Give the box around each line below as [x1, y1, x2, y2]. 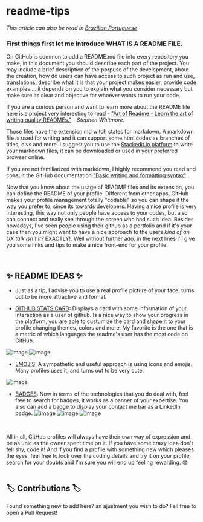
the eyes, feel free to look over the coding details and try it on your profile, [6, 452, 192, 460]
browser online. [6, 154, 45, 161]
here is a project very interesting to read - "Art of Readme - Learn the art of [6, 110, 193, 117]
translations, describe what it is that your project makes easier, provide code [6, 79, 196, 86]
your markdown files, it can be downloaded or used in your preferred [6, 147, 178, 155]
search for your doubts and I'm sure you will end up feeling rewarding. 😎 [6, 458, 188, 466]
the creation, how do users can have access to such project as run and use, [6, 73, 195, 80]
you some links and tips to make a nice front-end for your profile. [6, 241, 168, 249]
